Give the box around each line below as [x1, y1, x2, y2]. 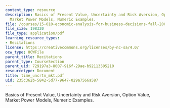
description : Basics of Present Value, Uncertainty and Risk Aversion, [5, 12, 159, 17]
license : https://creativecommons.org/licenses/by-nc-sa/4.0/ [5, 45, 139, 50]
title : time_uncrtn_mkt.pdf [5, 73, 65, 78]
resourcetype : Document [5, 69, 56, 74]
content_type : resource [5, 7, 56, 13]
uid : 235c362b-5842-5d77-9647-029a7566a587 [5, 78, 99, 83]
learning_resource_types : [5, 36, 60, 41]
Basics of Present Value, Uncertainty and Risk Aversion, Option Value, [5, 91, 151, 97]
